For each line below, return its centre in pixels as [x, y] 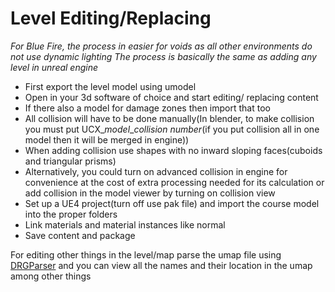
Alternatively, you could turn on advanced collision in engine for [156, 171]
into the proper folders [71, 214]
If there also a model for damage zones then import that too [147, 108]
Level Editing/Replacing [111, 18]
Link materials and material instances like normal [125, 224]
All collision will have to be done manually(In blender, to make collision [169, 118]
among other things [51, 276]
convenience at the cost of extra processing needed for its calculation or [174, 182]
